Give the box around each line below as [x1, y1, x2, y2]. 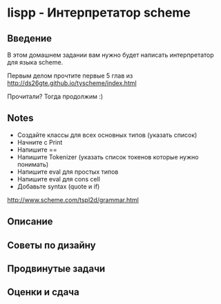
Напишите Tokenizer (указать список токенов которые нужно [17, 152, 199, 161]
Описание [7, 216, 53, 228]
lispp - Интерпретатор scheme [7, 5, 191, 21]
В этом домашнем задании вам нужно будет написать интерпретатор [7, 51, 214, 59]
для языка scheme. [7, 58, 64, 66]
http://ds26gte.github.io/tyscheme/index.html [7, 79, 137, 87]
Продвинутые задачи [7, 262, 106, 274]
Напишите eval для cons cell [17, 175, 100, 183]
